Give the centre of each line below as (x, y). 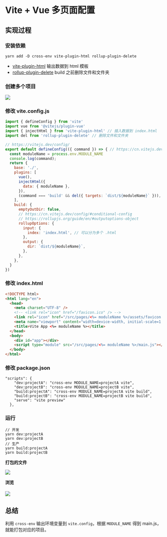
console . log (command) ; (33, 158)
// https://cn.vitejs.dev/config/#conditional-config (75, 214)
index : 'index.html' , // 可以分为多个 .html (72, 233)
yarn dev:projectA (24, 434)
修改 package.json (28, 368)
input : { (32, 228)
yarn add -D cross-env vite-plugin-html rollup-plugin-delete (71, 56)
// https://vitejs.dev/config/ (38, 144)
